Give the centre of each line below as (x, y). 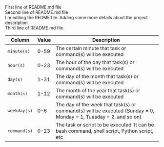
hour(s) (16, 65)
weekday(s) (20, 110)
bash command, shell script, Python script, (104, 131)
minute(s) (19, 51)
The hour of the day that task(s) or (95, 62)
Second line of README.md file (37, 12)
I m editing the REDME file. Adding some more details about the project (76, 17)
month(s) (18, 93)
